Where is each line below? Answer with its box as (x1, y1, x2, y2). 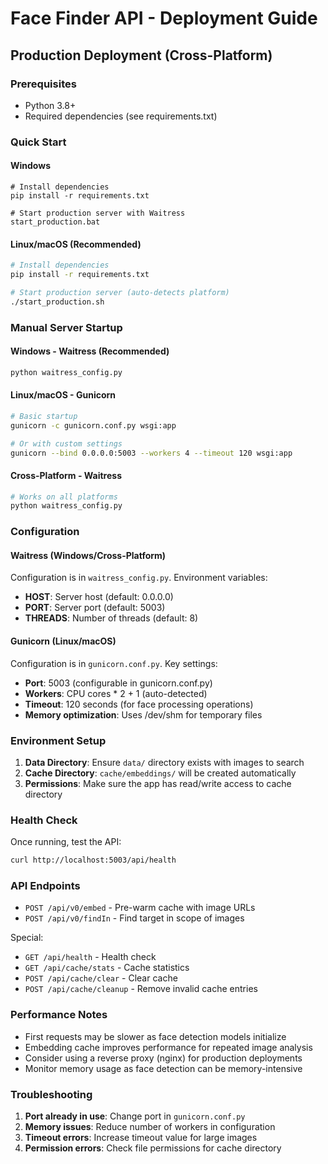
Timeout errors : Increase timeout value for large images (24, 1132, 258, 1144)
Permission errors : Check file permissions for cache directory (24, 1142, 282, 1154)
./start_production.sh (10, 297, 105, 307)
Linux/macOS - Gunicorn (10, 389, 117, 401)
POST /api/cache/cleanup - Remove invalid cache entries (24, 983, 258, 995)
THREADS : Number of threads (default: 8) (24, 612, 199, 624)
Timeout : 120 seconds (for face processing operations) (24, 698, 254, 710)
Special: (10, 932, 44, 944)
